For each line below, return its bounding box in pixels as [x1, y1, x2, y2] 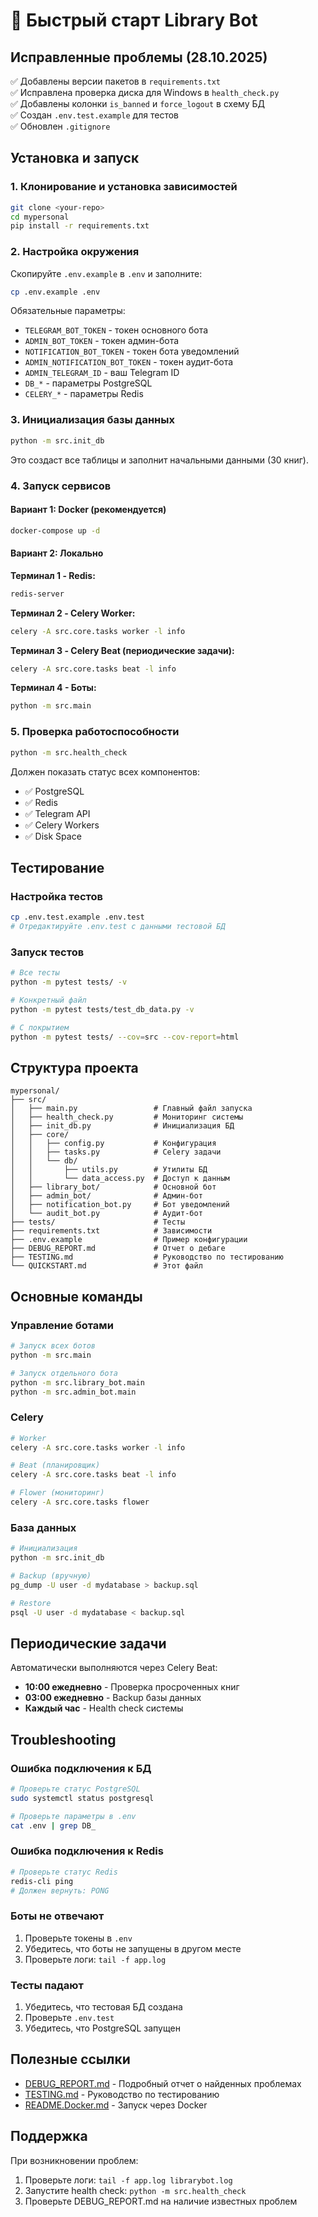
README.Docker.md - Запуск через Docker [24, 2099, 208, 2111]
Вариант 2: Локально [10, 547, 104, 559]
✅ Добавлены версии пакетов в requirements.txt [10, 75, 222, 87]
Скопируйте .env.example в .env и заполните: [10, 267, 203, 279]
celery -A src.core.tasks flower [10, 1497, 150, 1508]
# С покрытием [10, 1022, 70, 1033]
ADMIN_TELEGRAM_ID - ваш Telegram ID [24, 367, 180, 379]
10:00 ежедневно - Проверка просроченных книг [24, 1681, 240, 1693]
